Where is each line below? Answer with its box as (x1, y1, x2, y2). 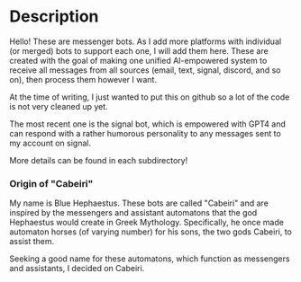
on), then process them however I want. (9, 74, 158, 84)
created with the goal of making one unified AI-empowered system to (9, 55, 268, 66)
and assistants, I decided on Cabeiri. (9, 263, 145, 274)
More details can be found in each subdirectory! (9, 154, 188, 165)
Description (9, 6, 99, 27)
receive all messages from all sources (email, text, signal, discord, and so (9, 65, 281, 75)
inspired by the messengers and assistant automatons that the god (9, 207, 258, 218)
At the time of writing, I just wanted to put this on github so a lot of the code (9, 92, 290, 102)
